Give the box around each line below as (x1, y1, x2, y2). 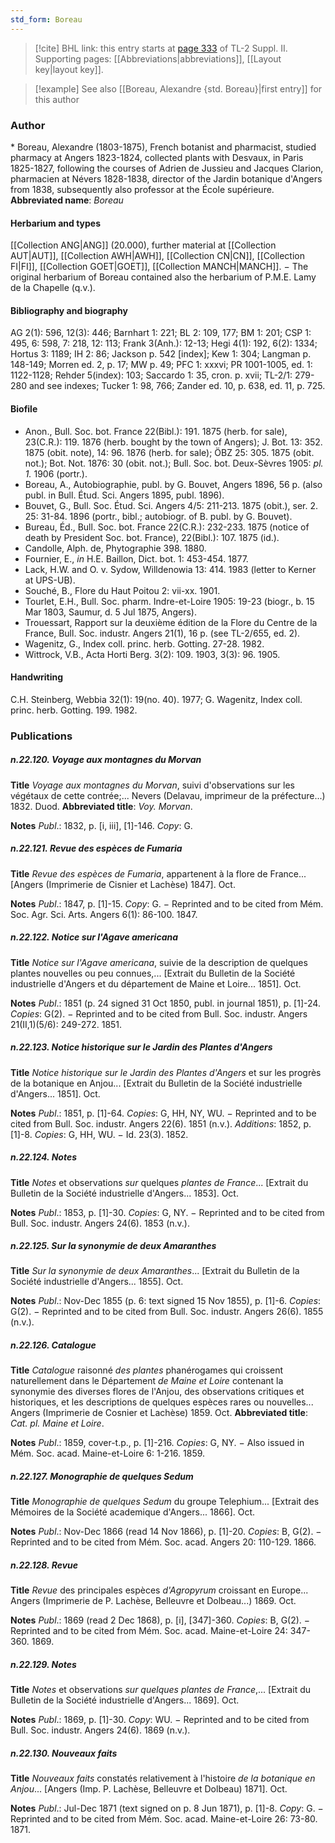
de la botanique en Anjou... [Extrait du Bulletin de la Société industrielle (10, 1077, 303, 1089)
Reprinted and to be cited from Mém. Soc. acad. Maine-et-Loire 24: (10, 1625, 288, 1637)
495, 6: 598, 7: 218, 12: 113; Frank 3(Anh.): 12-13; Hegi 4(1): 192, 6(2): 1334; (10, 337, 318, 350)
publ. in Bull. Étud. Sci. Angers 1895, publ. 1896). (24, 489, 225, 501)
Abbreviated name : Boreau (10, 194, 124, 206)
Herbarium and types (10, 217, 102, 229)
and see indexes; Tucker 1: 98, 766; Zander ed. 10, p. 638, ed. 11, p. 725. (28, 380, 326, 392)
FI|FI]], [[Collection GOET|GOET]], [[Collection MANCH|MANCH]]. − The (10, 261, 309, 273)
